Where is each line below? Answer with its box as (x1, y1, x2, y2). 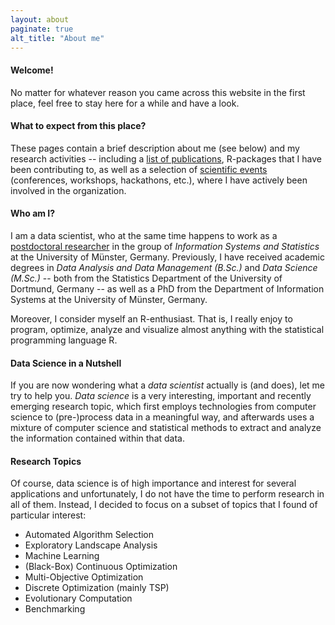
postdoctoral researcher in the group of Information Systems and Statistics (10, 240, 320, 252)
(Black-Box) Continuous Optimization (24, 561, 178, 573)
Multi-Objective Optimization (24, 571, 144, 583)
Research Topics (10, 455, 82, 467)
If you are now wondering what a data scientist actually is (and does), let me (10, 379, 325, 391)
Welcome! (10, 64, 54, 76)
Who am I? (10, 207, 56, 220)
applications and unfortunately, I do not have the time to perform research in (10, 488, 325, 500)
